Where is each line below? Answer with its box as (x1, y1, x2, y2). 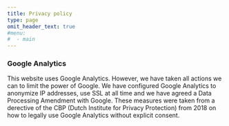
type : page (7, 17, 39, 24)
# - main (7, 36, 36, 43)
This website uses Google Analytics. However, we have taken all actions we (7, 74, 222, 83)
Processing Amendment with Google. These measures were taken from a (7, 96, 215, 105)
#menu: (7, 29, 26, 37)
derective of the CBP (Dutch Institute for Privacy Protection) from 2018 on (7, 104, 217, 112)
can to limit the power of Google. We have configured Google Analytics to (7, 82, 217, 90)
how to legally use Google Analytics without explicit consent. (7, 111, 180, 120)
